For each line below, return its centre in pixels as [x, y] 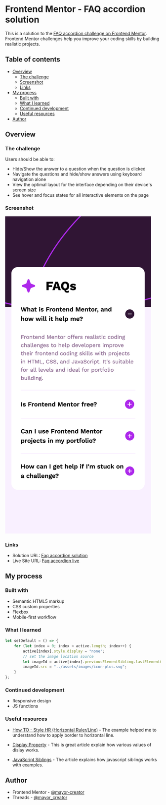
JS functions [25, 706]
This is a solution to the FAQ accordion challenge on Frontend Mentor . [76, 33]
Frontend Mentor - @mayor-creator [48, 792]
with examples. [28, 765]
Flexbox [20, 612]
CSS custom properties [36, 606]
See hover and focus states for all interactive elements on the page [81, 195]
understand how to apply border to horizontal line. [63, 735]
